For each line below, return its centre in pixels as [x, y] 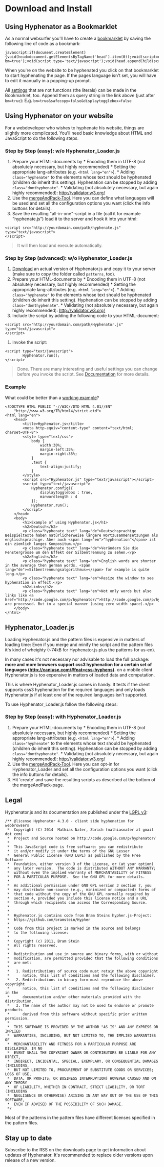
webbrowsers [17, 825]
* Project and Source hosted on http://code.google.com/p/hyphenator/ [82, 838]
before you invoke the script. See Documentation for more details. [83, 374]
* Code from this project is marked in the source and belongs [74, 928]
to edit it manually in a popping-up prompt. [48, 81]
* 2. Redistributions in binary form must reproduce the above [75, 980]
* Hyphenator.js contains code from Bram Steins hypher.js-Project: [79, 915]
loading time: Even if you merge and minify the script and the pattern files [79, 645]
